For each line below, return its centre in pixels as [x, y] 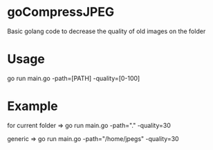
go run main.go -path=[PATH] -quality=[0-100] [74, 78]
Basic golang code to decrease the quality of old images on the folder [106, 31]
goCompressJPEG [61, 12]
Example [33, 106]
